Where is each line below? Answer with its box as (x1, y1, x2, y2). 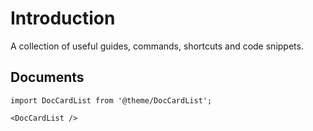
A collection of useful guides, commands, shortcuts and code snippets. (10, 40, 304, 52)
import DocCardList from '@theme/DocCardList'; (10, 95, 213, 106)
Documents (10, 69, 85, 86)
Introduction (10, 7, 116, 30)
